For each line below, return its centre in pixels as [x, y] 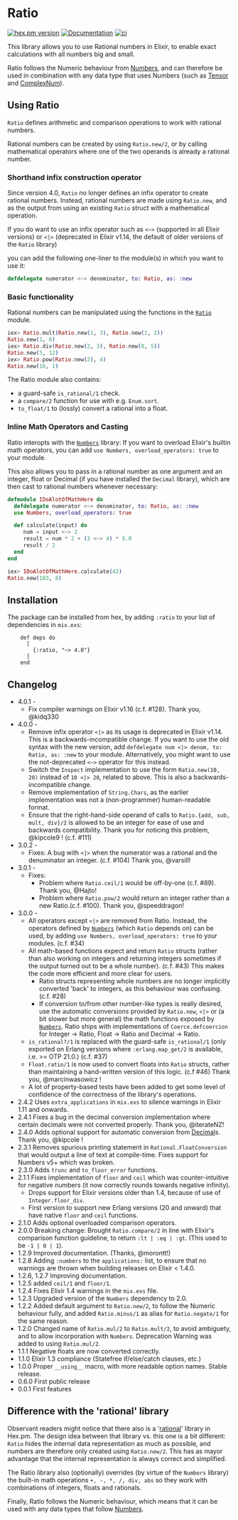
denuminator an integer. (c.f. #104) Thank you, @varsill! [109, 860]
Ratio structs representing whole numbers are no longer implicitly [135, 981]
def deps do [38, 638]
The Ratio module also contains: [54, 380]
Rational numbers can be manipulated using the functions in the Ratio [109, 312]
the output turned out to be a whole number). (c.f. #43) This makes [126, 966]
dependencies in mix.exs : [45, 625]
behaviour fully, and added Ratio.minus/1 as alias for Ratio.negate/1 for [123, 1314]
